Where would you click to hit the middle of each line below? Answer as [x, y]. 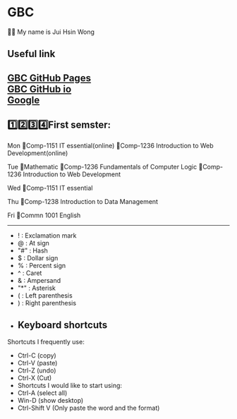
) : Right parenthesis [47, 303]
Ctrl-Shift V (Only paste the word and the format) [89, 408]
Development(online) [38, 153]
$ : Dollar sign [38, 257]
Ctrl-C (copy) [37, 356]
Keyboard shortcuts [62, 325]
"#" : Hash [32, 250]
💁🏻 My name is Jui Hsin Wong [51, 32]
